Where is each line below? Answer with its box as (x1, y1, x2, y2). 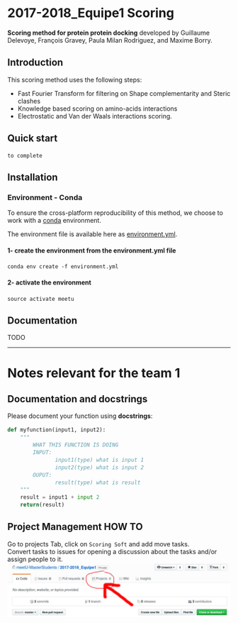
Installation (7, 171, 58, 183)
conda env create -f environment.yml (7, 263, 119, 270)
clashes (17, 97, 41, 105)
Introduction (7, 57, 64, 69)
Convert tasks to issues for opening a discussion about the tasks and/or (7, 547, 217, 556)
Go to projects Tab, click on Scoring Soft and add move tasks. (7, 539, 190, 548)
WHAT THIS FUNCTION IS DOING (33, 441, 119, 448)
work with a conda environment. (7, 216, 101, 225)
